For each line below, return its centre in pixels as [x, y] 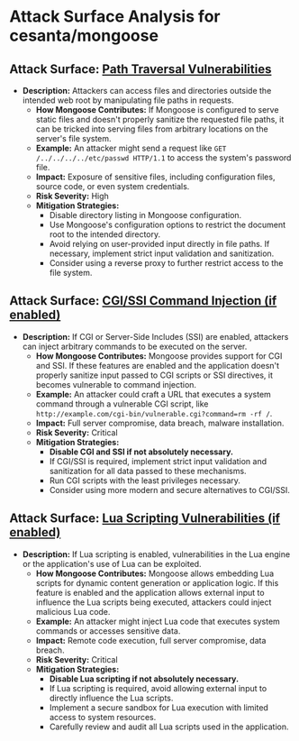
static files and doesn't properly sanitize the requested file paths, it [160, 119]
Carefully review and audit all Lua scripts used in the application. [169, 727]
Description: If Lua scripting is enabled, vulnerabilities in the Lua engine [156, 554]
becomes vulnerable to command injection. [116, 384]
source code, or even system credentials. [113, 186]
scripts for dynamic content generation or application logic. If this [157, 582]
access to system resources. [103, 717]
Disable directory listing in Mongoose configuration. [145, 215]
